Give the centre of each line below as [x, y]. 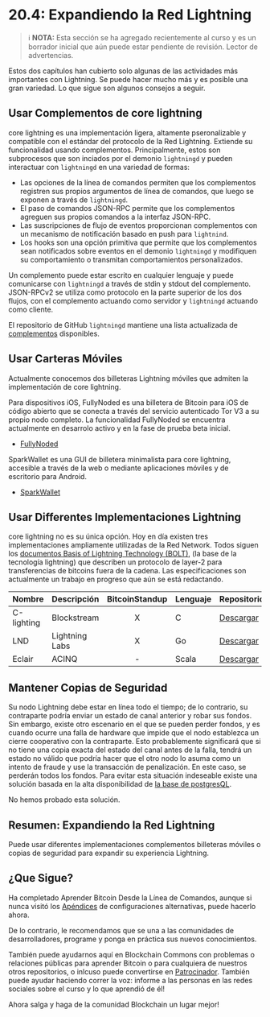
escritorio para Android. [47, 476]
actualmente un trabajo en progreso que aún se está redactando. [116, 579]
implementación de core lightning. [65, 387]
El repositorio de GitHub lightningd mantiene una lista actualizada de [123, 325]
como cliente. [31, 309]
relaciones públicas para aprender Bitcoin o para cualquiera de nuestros [128, 963]
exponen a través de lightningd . [74, 200]
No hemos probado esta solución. [64, 800]
